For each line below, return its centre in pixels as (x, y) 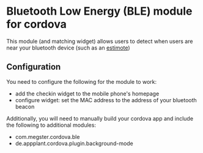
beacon (25, 106)
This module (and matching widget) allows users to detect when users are (100, 41)
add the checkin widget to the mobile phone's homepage (87, 94)
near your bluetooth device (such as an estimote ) (68, 48)
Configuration (34, 67)
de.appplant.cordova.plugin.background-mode (74, 143)
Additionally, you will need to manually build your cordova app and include (100, 118)
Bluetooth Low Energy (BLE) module (99, 11)
